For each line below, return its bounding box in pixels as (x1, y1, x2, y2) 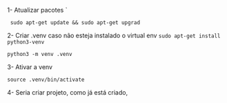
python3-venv (7, 39, 45, 46)
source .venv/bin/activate (7, 76, 85, 83)
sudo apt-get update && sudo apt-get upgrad (10, 19, 140, 26)
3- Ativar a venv (7, 63, 53, 71)
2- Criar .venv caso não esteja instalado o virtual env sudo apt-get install (7, 31, 221, 39)
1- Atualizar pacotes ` (7, 6, 68, 14)
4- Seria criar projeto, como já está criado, (7, 88, 128, 96)
